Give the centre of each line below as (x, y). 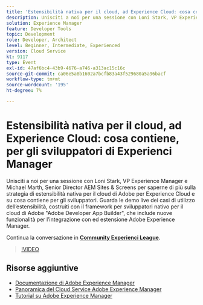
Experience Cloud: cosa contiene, (93, 139)
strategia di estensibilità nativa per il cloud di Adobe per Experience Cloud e (101, 193)
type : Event (21, 62)
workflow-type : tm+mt (34, 79)
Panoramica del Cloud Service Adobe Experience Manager (88, 289)
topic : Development (31, 34)
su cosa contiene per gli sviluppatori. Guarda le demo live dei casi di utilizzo (101, 200)
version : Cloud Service (36, 51)
